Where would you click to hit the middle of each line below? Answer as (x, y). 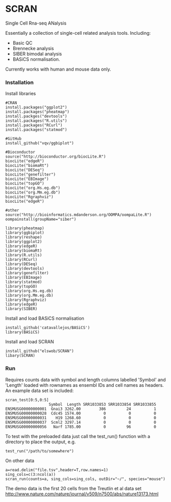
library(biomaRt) (24, 251)
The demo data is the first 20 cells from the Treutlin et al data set (74, 488)
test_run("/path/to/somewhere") (40, 451)
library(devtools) (25, 269)
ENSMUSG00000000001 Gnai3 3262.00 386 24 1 (81, 409)
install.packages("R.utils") (36, 121)
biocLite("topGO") (25, 184)
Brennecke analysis (33, 48)
